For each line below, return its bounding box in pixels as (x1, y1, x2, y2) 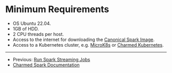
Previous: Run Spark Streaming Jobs (12, 56, 91, 62)
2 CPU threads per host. (12, 31, 64, 37)
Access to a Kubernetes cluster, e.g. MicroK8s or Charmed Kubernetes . (12, 42, 164, 48)
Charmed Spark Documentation (12, 62, 80, 68)
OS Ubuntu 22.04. (12, 20, 51, 26)
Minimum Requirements (5, 4, 110, 15)
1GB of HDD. (12, 25, 39, 31)
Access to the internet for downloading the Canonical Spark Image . (12, 36, 155, 43)
